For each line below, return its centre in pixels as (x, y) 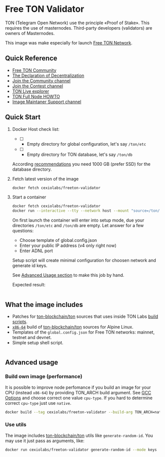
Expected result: (29, 285)
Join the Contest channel (38, 86)
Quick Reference (31, 58)
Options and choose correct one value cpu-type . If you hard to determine (79, 398)
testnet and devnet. (32, 337)
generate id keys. (30, 266)
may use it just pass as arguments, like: (45, 441)
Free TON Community (34, 70)
